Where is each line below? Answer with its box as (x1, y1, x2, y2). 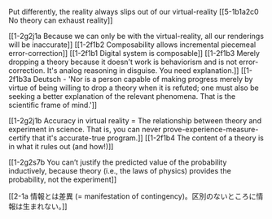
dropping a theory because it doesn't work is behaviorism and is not (8, 57, 238, 67)
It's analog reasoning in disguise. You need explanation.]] (46, 66, 239, 75)
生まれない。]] (22, 202, 68, 211)
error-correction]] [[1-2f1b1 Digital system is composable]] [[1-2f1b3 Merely (8, 49, 261, 58)
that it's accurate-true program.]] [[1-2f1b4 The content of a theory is (32, 133, 265, 143)
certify (8, 133, 31, 143)
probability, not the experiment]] (8, 174, 117, 184)
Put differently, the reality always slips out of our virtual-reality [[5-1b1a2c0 (8, 7, 259, 16)
